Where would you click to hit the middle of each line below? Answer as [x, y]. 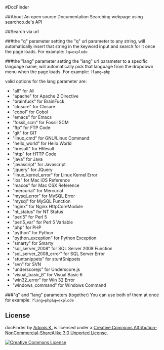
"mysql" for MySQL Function [41, 201]
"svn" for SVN [26, 264]
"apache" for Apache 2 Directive [45, 96]
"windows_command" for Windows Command [59, 285]
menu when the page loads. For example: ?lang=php [58, 72]
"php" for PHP [27, 227]
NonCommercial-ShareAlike [33, 333]
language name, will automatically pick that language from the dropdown [79, 66]
